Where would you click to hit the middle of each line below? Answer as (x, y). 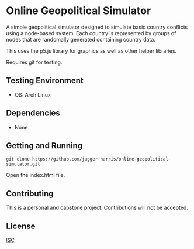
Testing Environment (45, 81)
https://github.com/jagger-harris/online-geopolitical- (101, 159)
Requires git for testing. (34, 62)
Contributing (30, 194)
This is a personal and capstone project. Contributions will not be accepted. (97, 208)
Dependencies (33, 113)
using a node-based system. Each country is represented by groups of (91, 33)
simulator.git (23, 164)
